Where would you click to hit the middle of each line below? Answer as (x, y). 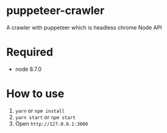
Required (30, 52)
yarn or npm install (40, 110)
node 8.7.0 (28, 69)
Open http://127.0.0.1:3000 (52, 123)
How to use (35, 94)
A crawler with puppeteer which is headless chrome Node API (84, 27)
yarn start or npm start (45, 117)
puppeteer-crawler (55, 11)
